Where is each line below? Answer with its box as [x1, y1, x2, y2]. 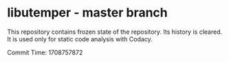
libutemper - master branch [7, 5, 168, 21]
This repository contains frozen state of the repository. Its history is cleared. [7, 28, 222, 36]
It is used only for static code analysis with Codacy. [7, 34, 153, 43]
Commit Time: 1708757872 [7, 48, 83, 56]
